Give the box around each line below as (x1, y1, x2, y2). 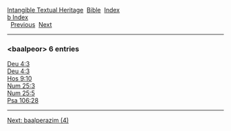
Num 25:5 (7, 89, 36, 97)
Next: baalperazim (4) (7, 117, 69, 125)
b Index (7, 13, 29, 21)
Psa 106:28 (7, 97, 39, 105)
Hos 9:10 (7, 74, 32, 83)
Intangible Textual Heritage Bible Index (7, 6, 120, 14)
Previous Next (10, 21, 52, 28)
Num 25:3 (7, 82, 36, 90)
